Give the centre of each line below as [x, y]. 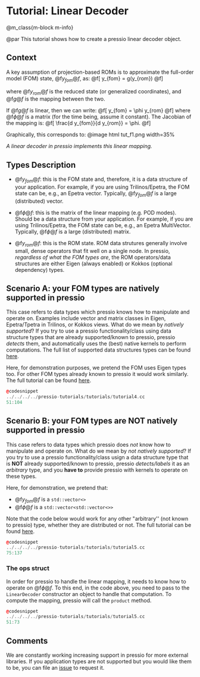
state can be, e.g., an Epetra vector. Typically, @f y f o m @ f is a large [96, 194]
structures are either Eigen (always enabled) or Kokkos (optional [93, 264]
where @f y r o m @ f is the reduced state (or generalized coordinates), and [94, 92]
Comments [27, 641]
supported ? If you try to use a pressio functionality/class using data [89, 331]
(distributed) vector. [39, 201]
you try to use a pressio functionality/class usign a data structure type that [97, 457]
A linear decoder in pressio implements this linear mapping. [79, 146]
